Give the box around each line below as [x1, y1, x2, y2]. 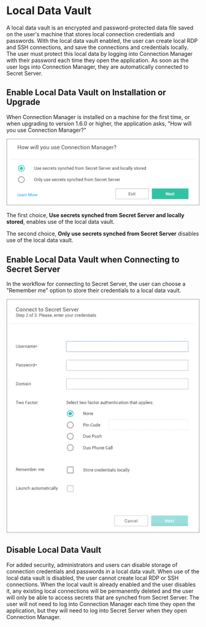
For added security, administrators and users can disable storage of [6, 561, 178, 568]
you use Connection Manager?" [6, 126, 87, 134]
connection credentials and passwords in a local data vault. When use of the [6, 567, 200, 575]
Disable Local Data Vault [6, 545, 102, 555]
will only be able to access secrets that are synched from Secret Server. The [6, 593, 199, 601]
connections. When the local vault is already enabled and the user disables [6, 580, 196, 588]
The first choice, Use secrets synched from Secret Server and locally [6, 212, 185, 219]
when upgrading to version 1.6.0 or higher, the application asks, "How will [6, 120, 192, 127]
